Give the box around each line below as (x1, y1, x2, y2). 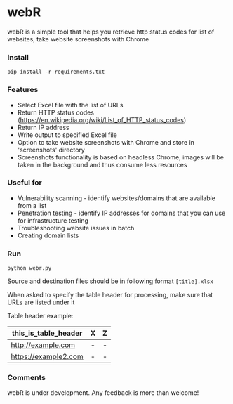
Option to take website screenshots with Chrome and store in (17, 138, 195, 146)
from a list (17, 201, 47, 209)
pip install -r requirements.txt (7, 68, 105, 76)
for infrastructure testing (17, 216, 89, 225)
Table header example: (7, 312, 74, 320)
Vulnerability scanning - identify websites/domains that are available (17, 194, 216, 202)
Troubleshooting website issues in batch (17, 223, 135, 232)
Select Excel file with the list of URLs (17, 100, 124, 109)
